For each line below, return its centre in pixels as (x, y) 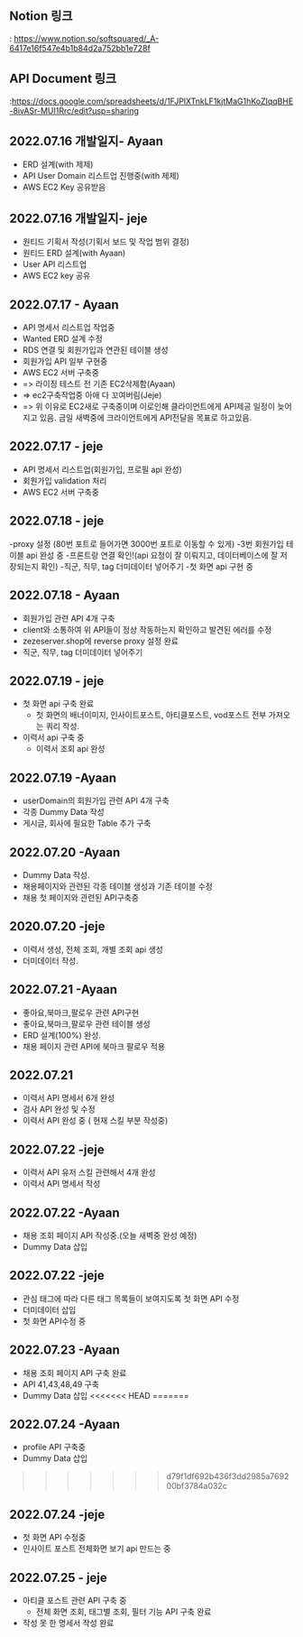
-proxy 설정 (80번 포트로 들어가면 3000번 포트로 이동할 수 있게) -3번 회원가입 (147, 543)
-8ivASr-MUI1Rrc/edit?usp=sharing (74, 110)
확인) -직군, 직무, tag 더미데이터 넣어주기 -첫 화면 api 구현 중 (147, 566)
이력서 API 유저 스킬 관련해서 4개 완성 (89, 1172)
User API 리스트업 (55, 264)
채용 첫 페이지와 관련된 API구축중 (81, 897)
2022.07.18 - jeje (57, 521)
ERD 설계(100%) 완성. (62, 1035)
